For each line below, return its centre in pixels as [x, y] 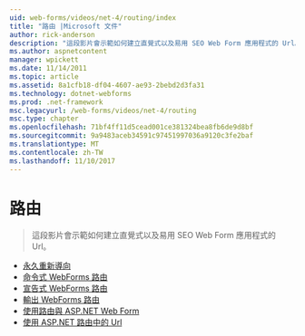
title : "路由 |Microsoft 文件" [66, 26]
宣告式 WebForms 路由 [65, 288]
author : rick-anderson [52, 34]
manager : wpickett [44, 60]
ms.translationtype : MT [54, 144]
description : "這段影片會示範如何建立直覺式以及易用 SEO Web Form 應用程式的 [144, 43]
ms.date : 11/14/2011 [49, 69]
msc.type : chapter [44, 119]
